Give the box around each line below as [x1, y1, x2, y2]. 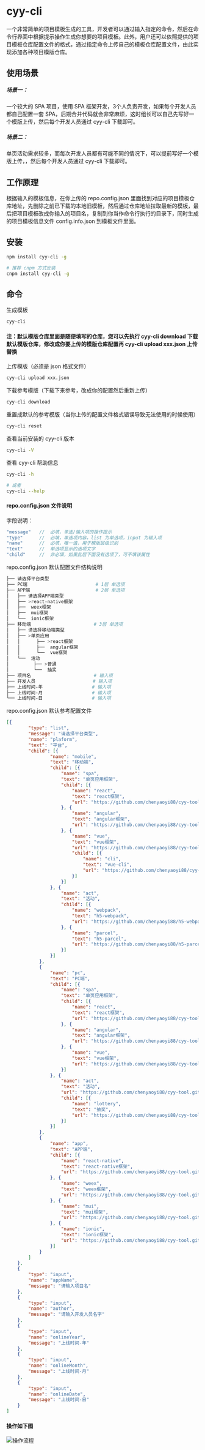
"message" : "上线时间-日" [28, 1397, 90, 1403]
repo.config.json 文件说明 [6, 502, 73, 509]
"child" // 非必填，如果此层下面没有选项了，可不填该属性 [6, 552, 151, 558]
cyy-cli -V [6, 447, 34, 454]
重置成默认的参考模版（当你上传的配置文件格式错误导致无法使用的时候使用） [6, 411, 199, 418]
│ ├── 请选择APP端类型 [6, 593, 64, 599]
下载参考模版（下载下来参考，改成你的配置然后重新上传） [6, 387, 151, 394]
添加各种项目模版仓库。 [11, 48, 71, 56]
